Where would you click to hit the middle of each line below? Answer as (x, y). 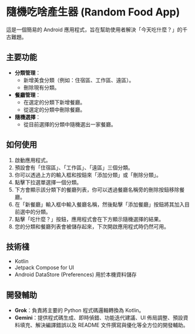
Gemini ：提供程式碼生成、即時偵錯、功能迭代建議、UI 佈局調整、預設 (99, 318)
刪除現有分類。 (41, 87)
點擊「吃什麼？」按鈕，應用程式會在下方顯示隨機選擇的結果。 (89, 219)
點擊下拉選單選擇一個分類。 (48, 182)
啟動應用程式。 (33, 160)
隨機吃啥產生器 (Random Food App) (93, 12)
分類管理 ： (28, 73)
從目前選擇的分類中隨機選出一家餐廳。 (70, 124)
